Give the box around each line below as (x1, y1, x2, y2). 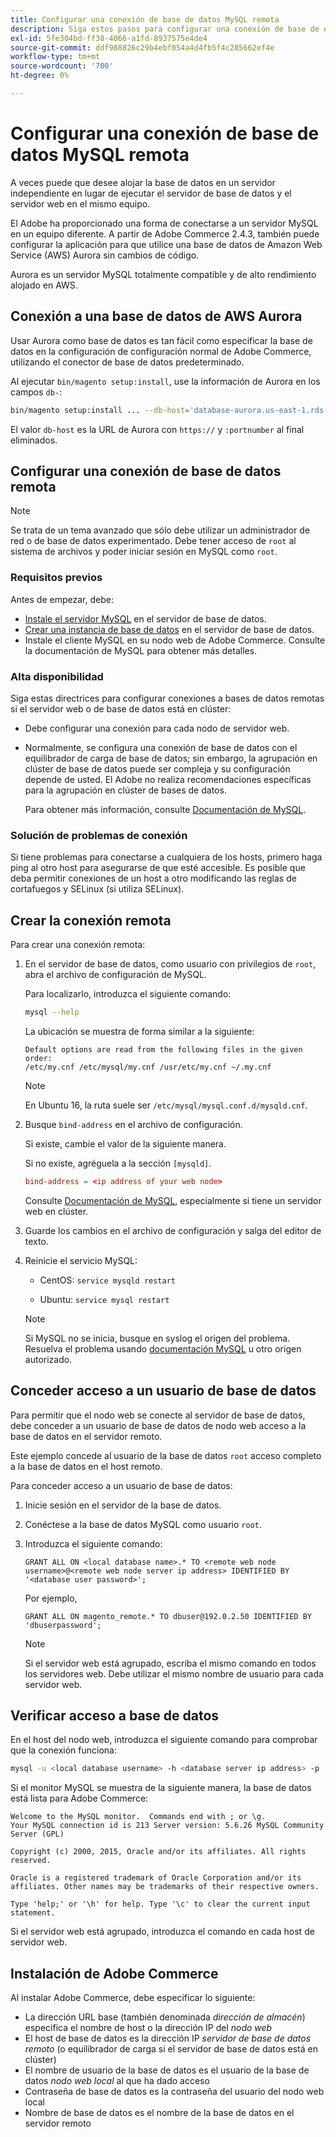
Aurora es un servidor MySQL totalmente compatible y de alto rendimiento (10, 268, 317, 280)
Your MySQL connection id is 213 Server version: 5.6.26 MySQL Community (10, 1821, 325, 1831)
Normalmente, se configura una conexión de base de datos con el (24, 741, 298, 753)
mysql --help (24, 1007, 80, 1018)
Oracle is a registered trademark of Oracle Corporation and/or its (10, 1873, 302, 1883)
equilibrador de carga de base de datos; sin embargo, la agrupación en (24, 752, 318, 764)
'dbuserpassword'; (24, 1620, 102, 1630)
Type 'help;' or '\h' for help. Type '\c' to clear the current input (10, 1899, 311, 1910)
